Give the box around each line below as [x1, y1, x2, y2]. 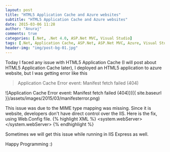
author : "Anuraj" [5, 26, 42, 32]
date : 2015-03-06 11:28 [5, 21, 56, 27]
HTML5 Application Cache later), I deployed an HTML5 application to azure [5, 65, 162, 71]
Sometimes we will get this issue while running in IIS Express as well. [5, 131, 149, 137]
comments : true [5, 31, 37, 36]
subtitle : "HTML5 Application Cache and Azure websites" [5, 17, 128, 22]
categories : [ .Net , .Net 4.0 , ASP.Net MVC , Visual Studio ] [5, 36, 133, 41]
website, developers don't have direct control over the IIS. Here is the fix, [5, 110, 158, 116]
